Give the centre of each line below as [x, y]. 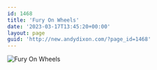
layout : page [26, 33]
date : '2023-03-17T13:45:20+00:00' [59, 26]
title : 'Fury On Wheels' [43, 20]
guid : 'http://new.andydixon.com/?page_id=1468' [79, 40]
